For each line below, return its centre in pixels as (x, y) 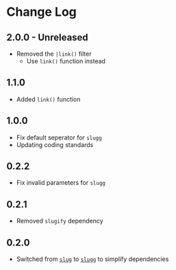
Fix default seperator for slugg (59, 137)
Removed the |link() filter (54, 54)
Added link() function (48, 99)
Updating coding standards (55, 144)
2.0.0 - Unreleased (47, 37)
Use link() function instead (66, 61)
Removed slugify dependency (60, 221)
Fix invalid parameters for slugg (61, 183)
